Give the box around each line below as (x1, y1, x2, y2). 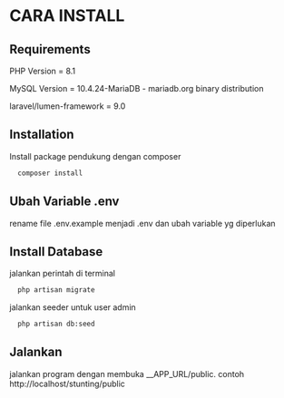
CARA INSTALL (9, 5, 125, 26)
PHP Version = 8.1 (9, 65, 76, 76)
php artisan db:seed (17, 319, 95, 329)
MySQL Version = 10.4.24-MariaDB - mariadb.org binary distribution (9, 83, 264, 93)
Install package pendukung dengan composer (9, 150, 181, 161)
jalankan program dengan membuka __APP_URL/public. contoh (9, 368, 245, 379)
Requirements (9, 42, 91, 57)
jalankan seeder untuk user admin (9, 302, 136, 313)
